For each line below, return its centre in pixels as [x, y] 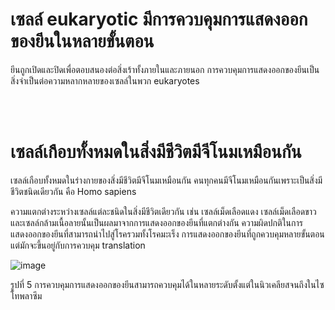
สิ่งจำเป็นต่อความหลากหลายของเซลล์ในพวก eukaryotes [105, 80]
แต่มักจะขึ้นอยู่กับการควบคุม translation [78, 245]
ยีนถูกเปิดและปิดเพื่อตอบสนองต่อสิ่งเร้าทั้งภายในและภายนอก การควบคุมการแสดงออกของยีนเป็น [165, 69]
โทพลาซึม [26, 295]
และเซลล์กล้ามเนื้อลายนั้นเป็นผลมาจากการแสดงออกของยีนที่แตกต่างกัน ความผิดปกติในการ [156, 222]
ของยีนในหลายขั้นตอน [82, 41]
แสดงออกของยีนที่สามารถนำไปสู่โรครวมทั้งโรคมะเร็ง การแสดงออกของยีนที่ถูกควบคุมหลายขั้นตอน [167, 234]
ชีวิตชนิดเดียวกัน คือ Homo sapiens [73, 191]
